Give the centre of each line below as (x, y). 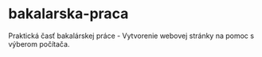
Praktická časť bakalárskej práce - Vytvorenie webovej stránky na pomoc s (131, 36)
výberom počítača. (39, 44)
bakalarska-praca (68, 14)
